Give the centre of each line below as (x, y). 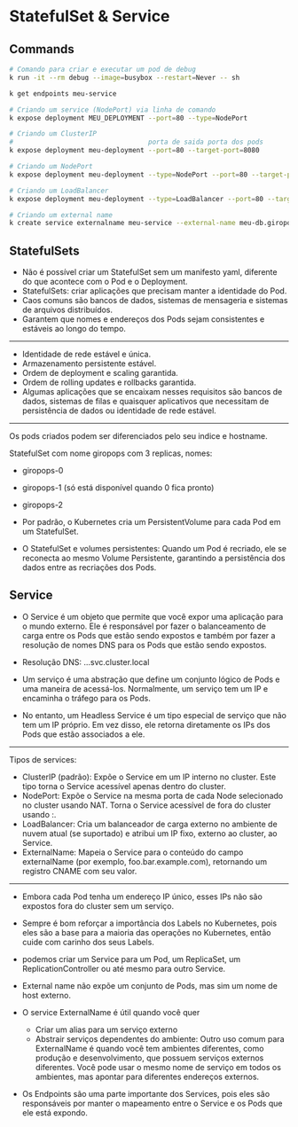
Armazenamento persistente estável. (89, 364)
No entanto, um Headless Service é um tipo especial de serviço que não (154, 715)
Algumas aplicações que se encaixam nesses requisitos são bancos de (152, 392)
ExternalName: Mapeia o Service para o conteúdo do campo (133, 852)
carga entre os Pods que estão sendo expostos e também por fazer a (149, 635)
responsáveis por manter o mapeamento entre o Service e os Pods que (152, 1103)
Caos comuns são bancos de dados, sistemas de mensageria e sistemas (155, 301)
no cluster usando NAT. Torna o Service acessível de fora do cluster (146, 805)
